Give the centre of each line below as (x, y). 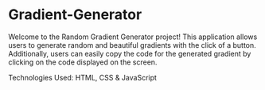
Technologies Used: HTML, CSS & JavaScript (83, 77)
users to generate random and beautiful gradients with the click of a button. (132, 45)
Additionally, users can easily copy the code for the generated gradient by (130, 53)
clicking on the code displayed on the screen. (83, 62)
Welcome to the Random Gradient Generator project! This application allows (133, 37)
